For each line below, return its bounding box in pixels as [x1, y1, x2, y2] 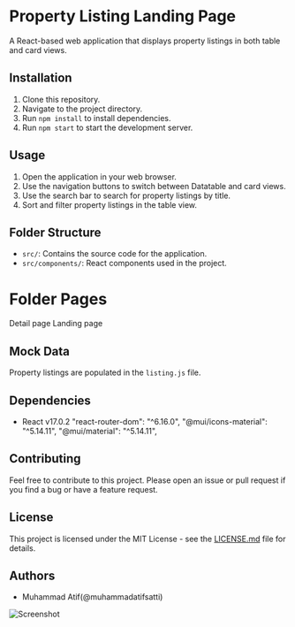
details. [9, 542, 36, 554]
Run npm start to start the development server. [21, 122, 193, 133]
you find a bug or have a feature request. [9, 484, 158, 494]
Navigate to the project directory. [21, 103, 143, 114]
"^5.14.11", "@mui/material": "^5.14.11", [21, 425, 157, 436]
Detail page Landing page [9, 318, 103, 329]
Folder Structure [9, 225, 102, 240]
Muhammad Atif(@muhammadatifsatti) [21, 592, 163, 602]
